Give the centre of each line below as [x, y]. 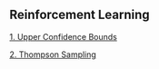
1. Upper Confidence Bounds [64, 36]
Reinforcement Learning [79, 15]
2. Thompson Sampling [53, 54]
